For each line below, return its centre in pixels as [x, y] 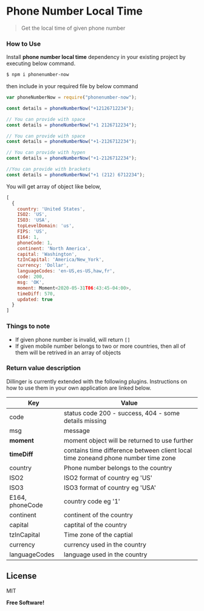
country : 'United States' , [51, 209]
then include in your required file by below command [72, 86]
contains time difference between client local [128, 450]
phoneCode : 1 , [35, 243]
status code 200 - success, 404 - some [122, 413]
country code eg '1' [92, 501]
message [76, 430]
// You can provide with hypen [46, 153]
